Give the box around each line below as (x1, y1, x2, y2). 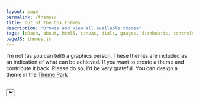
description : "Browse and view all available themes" (6, 25, 142, 31)
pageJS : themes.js (6, 36, 52, 42)
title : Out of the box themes (6, 19, 81, 25)
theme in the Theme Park (6, 71, 68, 78)
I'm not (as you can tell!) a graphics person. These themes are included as (6, 52, 188, 59)
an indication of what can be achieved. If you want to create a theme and (6, 58, 185, 65)
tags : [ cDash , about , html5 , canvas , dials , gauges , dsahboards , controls (6, 31, 195, 37)
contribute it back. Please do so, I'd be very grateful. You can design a (6, 65, 178, 71)
